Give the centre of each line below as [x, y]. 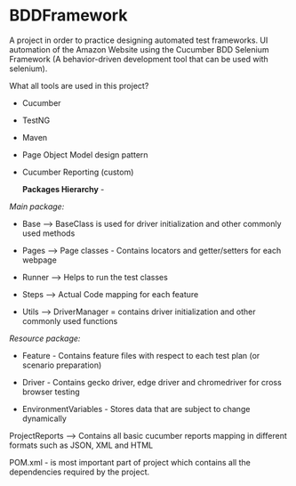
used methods [48, 233]
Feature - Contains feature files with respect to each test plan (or [141, 355]
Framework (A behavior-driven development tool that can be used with [139, 59]
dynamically [44, 418]
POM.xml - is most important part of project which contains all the [130, 462]
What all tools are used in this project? [79, 85]
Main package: [37, 207]
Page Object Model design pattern [85, 154]
